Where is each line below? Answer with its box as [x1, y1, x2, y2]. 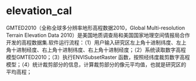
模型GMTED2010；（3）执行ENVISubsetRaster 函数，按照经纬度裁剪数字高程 [6, 53, 190, 60]
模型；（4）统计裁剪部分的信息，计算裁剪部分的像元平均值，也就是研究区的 [6, 60, 187, 68]
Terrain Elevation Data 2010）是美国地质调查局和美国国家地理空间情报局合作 [6, 31, 190, 39]
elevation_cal [6, 4, 72, 18]
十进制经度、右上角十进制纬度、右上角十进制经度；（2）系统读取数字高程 [11, 46, 186, 53]
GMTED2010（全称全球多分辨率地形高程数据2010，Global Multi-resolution [6, 24, 185, 31]
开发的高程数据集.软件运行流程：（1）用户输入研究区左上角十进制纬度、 [6, 39, 177, 46]
